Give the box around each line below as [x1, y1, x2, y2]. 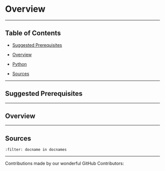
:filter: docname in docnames [5, 147, 67, 152]
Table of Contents [5, 29, 61, 37]
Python [12, 61, 27, 67]
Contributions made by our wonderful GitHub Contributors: [5, 161, 124, 167]
